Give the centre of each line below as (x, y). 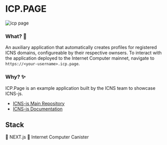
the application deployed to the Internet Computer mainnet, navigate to (80, 58)
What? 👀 (16, 36)
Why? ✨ (16, 77)
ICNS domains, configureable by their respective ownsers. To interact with (83, 53)
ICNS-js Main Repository (39, 103)
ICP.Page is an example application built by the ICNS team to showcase (80, 88)
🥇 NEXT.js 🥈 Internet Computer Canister (47, 137)
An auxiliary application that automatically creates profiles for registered (81, 47)
